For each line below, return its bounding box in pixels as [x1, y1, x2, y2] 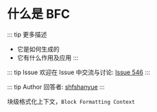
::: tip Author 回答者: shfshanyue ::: [7, 82, 105, 91]
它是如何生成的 [16, 45, 60, 53]
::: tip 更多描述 [7, 30, 47, 38]
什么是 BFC [7, 6, 71, 22]
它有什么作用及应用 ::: [16, 53, 79, 62]
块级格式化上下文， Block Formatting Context [7, 97, 135, 105]
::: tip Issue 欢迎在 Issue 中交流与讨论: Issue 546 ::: [7, 68, 151, 76]
